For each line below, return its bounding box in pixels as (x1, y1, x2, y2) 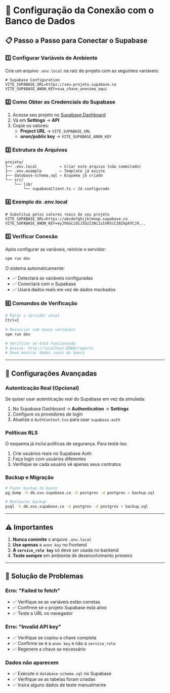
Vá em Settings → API (12, 117, 60, 123)
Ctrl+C (5, 318, 19, 323)
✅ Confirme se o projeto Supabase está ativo (12, 604, 107, 610)
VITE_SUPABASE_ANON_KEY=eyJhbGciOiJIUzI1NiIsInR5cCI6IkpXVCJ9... (5, 221, 146, 226)
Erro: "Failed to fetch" (5, 587, 60, 594)
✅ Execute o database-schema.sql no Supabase (12, 671, 112, 677)
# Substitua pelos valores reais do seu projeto (5, 212, 110, 217)
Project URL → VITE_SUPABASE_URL (20, 128, 91, 134)
